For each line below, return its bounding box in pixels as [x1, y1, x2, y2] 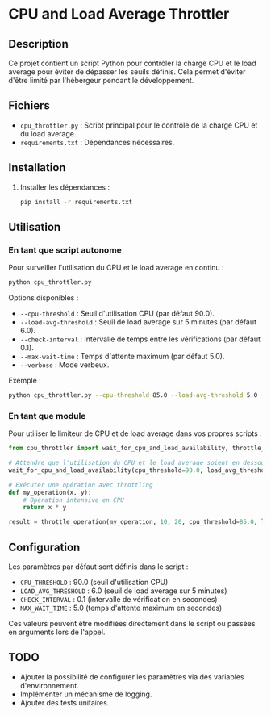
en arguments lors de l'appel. [8, 627, 106, 638]
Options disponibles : [8, 293, 79, 303]
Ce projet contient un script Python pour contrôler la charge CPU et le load [8, 58, 256, 68]
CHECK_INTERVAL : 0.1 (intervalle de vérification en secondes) [19, 595, 218, 604]
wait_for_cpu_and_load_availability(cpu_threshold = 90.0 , [8, 466, 204, 475]
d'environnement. [19, 680, 79, 690]
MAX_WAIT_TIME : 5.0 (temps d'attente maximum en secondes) [19, 603, 223, 613]
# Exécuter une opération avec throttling [8, 481, 153, 489]
